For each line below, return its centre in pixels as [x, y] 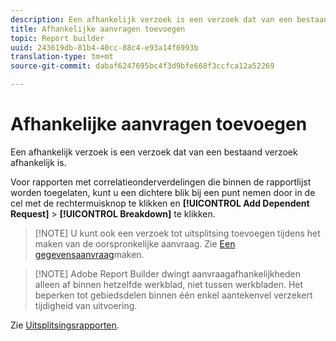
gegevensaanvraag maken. [89, 254]
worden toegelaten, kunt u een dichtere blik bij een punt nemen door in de [163, 192]
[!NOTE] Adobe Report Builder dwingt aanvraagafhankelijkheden [167, 273]
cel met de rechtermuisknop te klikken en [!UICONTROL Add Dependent [160, 203]
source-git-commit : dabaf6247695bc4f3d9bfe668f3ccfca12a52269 [142, 66]
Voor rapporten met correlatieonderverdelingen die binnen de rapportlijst [161, 182]
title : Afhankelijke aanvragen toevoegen [98, 29]
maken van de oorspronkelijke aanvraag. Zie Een [135, 243]
